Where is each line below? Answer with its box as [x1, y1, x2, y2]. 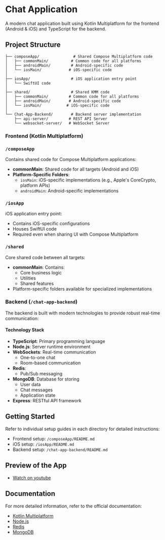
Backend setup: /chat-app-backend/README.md [12, 446, 108, 453]
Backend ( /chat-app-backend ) [5, 298, 77, 305]
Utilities [20, 275, 36, 281]
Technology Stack [5, 327, 45, 333]
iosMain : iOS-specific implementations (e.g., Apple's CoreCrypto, [20, 177, 156, 183]
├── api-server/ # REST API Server [14, 116, 108, 121]
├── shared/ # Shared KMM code [5, 89, 110, 94]
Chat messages [20, 387, 53, 393]
